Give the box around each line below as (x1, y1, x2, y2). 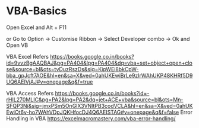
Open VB (6, 41, 29, 49)
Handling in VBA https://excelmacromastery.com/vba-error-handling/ (6, 114, 176, 122)
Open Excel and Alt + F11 (6, 24, 67, 31)
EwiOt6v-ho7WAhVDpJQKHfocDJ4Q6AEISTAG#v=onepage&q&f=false (6, 108, 179, 116)
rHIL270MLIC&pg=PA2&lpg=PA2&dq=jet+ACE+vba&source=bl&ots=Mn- (6, 96, 184, 103)
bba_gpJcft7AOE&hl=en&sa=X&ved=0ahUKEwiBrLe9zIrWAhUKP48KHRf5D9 (6, 72, 193, 79)
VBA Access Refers (6, 89, 54, 97)
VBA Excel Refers (6, 53, 49, 60)
